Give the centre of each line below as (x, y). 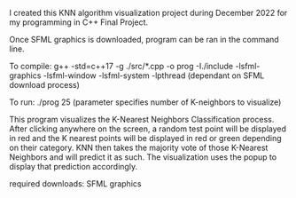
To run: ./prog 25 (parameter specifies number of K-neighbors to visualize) (145, 102)
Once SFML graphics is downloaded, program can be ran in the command (144, 40)
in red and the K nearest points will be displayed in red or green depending (145, 138)
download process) (44, 85)
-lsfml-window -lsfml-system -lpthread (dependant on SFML (154, 75)
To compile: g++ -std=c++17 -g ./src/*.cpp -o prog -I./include (121, 66)
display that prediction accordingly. (74, 166)
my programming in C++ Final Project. (79, 22)
